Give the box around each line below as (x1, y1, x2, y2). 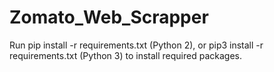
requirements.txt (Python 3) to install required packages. (9, 49, 242, 61)
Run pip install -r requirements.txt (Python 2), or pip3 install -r (9, 39, 264, 51)
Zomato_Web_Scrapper (9, 6, 209, 29)
